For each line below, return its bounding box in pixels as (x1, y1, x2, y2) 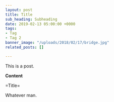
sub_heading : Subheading (5, 17, 58, 22)
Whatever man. (5, 92, 37, 98)
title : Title (5, 12, 33, 17)
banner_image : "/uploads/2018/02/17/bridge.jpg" (5, 40, 109, 45)
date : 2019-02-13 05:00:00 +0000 (5, 21, 76, 27)
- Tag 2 (5, 36, 22, 41)
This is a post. (5, 63, 34, 69)
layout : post (5, 7, 33, 13)
